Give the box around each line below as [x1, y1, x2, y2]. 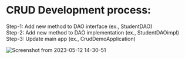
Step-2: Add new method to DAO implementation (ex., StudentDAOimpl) [6, 29, 180, 36]
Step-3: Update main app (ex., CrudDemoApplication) [6, 35, 136, 42]
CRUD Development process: [6, 4, 152, 17]
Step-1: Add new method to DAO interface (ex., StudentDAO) [6, 23, 153, 30]
